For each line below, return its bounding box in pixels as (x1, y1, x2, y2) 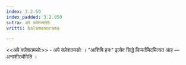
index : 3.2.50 (6, 8, 42, 15)
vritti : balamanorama (6, 25, 60, 31)
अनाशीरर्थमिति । (6, 53, 37, 60)
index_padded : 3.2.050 (6, 14, 62, 20)
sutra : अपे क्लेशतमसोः (6, 19, 51, 25)
